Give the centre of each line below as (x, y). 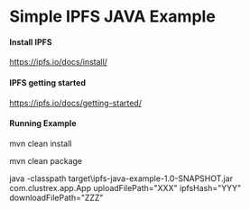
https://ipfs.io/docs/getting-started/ (76, 103)
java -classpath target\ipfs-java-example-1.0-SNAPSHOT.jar (121, 178)
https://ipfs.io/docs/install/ (59, 62)
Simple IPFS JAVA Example (113, 17)
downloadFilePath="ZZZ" (56, 197)
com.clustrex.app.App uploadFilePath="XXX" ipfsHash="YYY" (125, 187)
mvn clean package (46, 160)
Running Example (43, 123)
